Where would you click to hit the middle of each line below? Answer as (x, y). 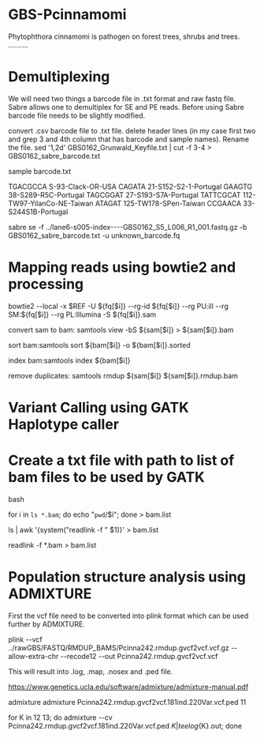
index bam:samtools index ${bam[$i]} (69, 360)
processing (46, 284)
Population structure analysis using (127, 577)
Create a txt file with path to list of (121, 461)
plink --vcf (25, 639)
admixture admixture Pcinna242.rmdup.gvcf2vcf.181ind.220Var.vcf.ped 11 (127, 702)
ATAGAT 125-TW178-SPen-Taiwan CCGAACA (168, 203)
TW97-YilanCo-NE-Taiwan (51, 203)
